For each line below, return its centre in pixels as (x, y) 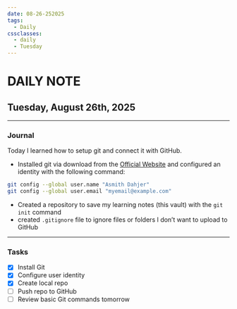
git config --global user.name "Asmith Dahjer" (79, 185)
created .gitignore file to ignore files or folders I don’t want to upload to (122, 220)
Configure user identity (51, 275)
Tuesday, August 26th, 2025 (72, 107)
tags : (15, 20)
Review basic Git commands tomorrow (74, 299)
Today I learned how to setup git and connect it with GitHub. (95, 151)
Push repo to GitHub (47, 291)
